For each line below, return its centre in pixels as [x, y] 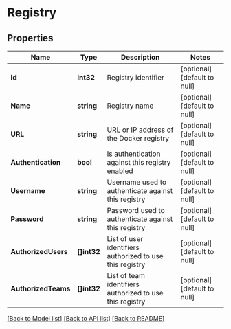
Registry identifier [136, 77]
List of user [125, 239]
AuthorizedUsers [39, 252]
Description [140, 57]
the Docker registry [138, 138]
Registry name [130, 106]
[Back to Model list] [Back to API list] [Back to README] [86, 318]
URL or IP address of [140, 130]
